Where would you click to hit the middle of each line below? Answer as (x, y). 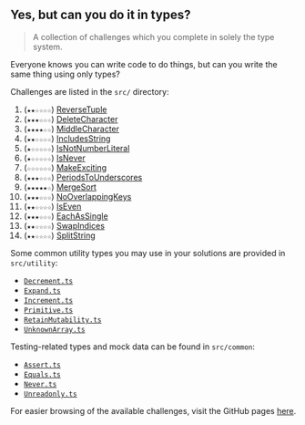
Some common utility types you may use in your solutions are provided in (148, 253)
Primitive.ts (48, 310)
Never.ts (40, 384)
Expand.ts (42, 291)
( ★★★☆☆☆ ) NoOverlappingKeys (77, 196)
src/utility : (34, 263)
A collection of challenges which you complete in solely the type (153, 36)
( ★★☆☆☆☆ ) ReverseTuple (65, 109)
